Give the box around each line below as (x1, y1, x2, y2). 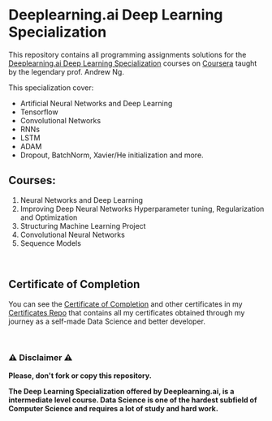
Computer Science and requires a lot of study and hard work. (8, 403, 219, 413)
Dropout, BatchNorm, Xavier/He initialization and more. (19, 150, 205, 160)
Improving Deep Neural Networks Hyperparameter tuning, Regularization (19, 204, 265, 213)
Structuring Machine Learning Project (19, 221, 146, 230)
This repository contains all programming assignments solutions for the (8, 49, 247, 59)
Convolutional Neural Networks (19, 230, 126, 239)
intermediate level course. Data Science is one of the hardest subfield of (8, 395, 257, 405)
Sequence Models (19, 238, 81, 248)
